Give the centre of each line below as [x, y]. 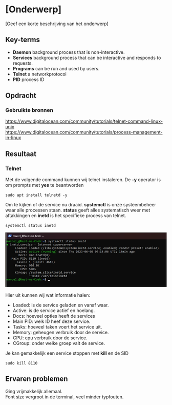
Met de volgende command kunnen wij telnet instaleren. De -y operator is [83, 180]
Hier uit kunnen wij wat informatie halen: [48, 295]
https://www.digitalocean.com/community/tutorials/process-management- [84, 132]
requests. [23, 63]
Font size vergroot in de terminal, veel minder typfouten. [64, 397]
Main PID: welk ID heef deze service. [51, 321]
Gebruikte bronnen [29, 110]
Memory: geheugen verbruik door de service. [61, 332]
